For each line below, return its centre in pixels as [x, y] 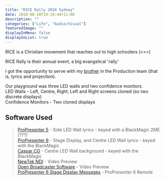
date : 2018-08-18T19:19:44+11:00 [40, 14]
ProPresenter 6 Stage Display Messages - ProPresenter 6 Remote [85, 172]
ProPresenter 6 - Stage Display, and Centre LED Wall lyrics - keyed [86, 140]
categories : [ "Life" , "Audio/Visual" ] [45, 24]
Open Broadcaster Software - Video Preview [63, 167]
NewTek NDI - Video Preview [47, 161]
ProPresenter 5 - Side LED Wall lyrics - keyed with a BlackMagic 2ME [88, 130]
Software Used [29, 118]
